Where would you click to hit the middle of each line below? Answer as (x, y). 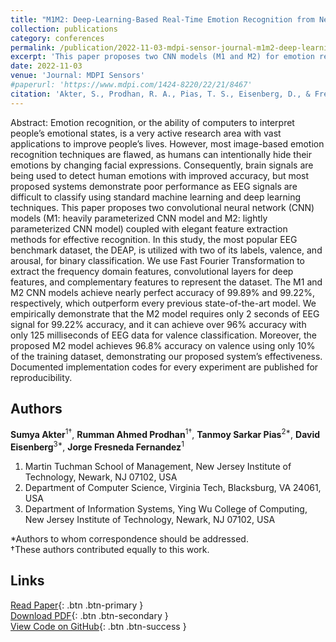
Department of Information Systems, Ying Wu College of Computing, (166, 508)
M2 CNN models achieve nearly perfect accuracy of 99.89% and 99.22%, (163, 292)
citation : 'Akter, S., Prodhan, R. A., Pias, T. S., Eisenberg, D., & (160, 94)
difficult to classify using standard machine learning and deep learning (156, 197)
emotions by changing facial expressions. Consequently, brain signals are (162, 165)
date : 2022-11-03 (46, 66)
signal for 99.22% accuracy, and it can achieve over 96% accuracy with (158, 324)
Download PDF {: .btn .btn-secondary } (89, 615)
